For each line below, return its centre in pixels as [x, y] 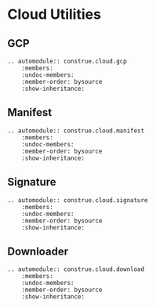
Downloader [38, 252]
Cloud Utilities [54, 14]
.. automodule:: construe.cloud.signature [78, 200]
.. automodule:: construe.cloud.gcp [67, 61]
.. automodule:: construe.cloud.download [76, 269]
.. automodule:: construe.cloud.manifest [76, 131]
